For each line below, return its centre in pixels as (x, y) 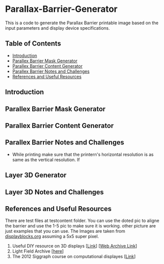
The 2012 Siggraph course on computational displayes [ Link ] (74, 257)
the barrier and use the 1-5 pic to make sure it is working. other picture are (81, 226)
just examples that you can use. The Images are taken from (65, 231)
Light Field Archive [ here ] (38, 251)
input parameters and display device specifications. (57, 28)
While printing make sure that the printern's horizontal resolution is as (83, 154)
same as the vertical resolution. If (46, 160)
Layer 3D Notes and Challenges (55, 192)
